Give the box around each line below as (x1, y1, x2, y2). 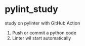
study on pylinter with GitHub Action (5, 20, 80, 26)
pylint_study (5, 3, 59, 15)
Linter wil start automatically (12, 35, 71, 41)
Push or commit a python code (12, 29, 76, 35)
